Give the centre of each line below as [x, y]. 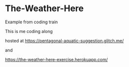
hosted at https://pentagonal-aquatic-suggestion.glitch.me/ [64, 41]
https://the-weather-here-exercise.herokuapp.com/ [56, 59]
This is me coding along [29, 31]
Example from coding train [32, 22]
